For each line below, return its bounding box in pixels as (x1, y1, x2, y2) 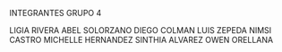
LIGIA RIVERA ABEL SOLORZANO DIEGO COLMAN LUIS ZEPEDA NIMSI (9, 25, 272, 35)
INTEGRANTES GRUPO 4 (9, 8, 102, 18)
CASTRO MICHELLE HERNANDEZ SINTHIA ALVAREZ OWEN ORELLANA (9, 35, 274, 45)
